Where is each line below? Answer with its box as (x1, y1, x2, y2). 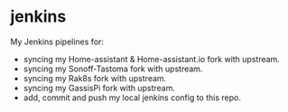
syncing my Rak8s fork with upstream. (23, 72, 167, 83)
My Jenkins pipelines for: (10, 36, 105, 47)
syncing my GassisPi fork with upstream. (23, 82, 175, 93)
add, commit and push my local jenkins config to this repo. (23, 92, 242, 103)
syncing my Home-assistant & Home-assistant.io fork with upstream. (23, 53, 281, 64)
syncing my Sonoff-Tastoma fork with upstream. (23, 63, 203, 74)
